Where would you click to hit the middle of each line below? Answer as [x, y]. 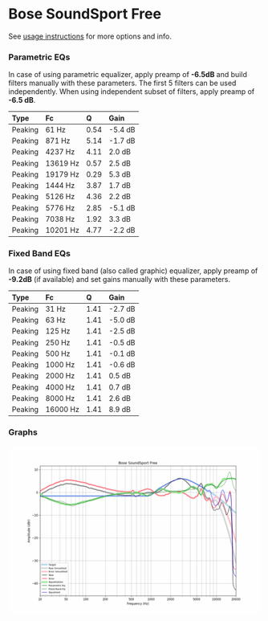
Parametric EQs [39, 57]
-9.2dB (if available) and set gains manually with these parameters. [120, 280]
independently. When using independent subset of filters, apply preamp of [132, 92]
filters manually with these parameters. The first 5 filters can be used [122, 83]
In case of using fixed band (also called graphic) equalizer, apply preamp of [133, 271]
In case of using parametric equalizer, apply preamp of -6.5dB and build [128, 75]
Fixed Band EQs [39, 253]
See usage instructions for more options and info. [90, 36]
